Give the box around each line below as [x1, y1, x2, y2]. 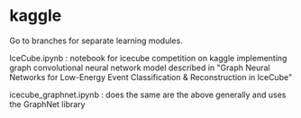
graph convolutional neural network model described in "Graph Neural [9, 62, 270, 73]
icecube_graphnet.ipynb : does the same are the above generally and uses [9, 89, 287, 100]
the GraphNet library [9, 98, 86, 109]
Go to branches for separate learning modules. [9, 35, 183, 46]
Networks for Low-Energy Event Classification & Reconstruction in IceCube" [9, 71, 293, 82]
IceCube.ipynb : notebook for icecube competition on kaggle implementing [9, 52, 287, 63]
